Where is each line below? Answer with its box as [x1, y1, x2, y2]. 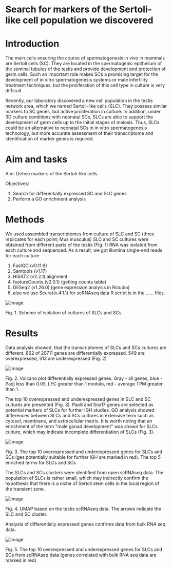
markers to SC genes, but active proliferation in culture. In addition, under [5, 109, 161, 115]
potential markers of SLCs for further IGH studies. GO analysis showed [5, 407, 155, 413]
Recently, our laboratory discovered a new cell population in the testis [5, 97, 153, 104]
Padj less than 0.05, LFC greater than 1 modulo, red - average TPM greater [5, 380, 163, 387]
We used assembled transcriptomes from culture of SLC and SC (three [5, 231, 155, 237]
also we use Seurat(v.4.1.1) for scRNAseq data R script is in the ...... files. [12, 290, 165, 296]
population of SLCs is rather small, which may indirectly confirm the [5, 475, 149, 481]
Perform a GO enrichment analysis [12, 196, 86, 202]
